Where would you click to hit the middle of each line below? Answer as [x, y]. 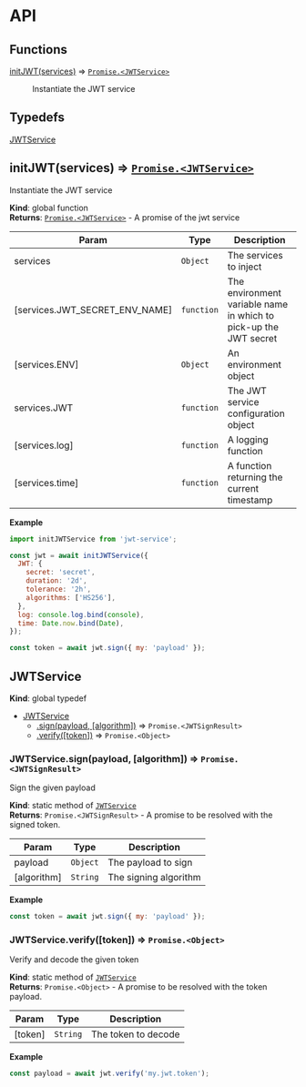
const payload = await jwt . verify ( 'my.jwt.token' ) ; [109, 1074]
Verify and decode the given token [74, 960]
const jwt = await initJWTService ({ [79, 555]
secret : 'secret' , [61, 573]
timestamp [250, 500]
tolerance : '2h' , [59, 589]
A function [250, 465]
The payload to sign [150, 863]
